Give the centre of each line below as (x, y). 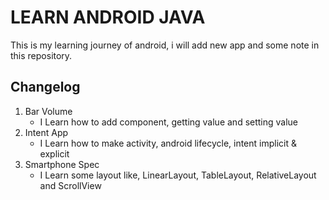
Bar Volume (48, 111)
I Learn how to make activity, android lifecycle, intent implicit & (168, 143)
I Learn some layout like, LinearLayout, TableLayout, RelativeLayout (178, 175)
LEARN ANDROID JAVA (108, 17)
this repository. (41, 55)
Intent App (46, 132)
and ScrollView (70, 185)
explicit (54, 153)
